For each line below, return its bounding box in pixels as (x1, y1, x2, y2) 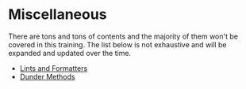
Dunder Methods (19, 72, 75, 81)
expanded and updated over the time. (8, 48, 132, 57)
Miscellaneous (8, 6, 107, 24)
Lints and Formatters (19, 63, 88, 72)
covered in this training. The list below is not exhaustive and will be (8, 39, 227, 49)
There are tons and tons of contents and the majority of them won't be (8, 32, 238, 41)
